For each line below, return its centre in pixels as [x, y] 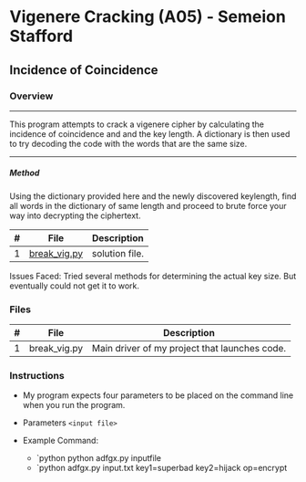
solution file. [117, 253]
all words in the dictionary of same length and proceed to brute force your [148, 205]
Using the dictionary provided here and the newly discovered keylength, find [153, 196]
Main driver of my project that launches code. [189, 349]
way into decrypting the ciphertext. [75, 215]
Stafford [41, 36]
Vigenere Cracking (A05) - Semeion [148, 17]
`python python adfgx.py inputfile [99, 458]
